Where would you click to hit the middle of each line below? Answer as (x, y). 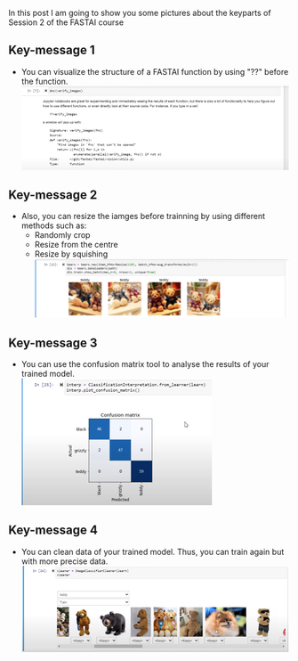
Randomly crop (62, 235)
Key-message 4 (53, 530)
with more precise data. (64, 561)
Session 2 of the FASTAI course (66, 22)
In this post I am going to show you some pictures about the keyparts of (140, 13)
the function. (44, 81)
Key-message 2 (53, 195)
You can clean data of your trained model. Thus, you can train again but (153, 551)
